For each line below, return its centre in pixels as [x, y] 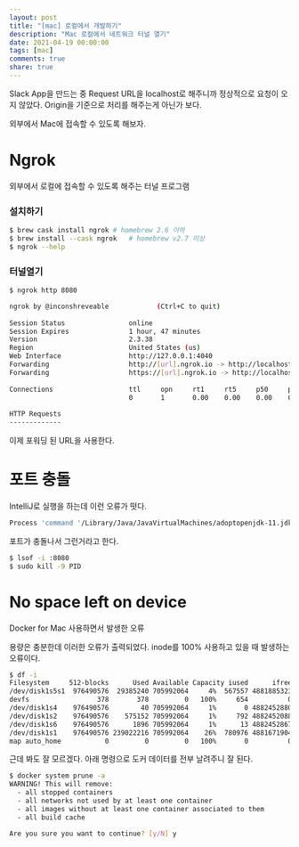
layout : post [33, 17]
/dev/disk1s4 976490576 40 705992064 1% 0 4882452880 [151, 708]
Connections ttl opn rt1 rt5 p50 [139, 389]
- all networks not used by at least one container [115, 801]
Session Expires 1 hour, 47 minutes [105, 331]
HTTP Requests [36, 414]
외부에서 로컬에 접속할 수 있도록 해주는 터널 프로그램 [99, 186]
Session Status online [81, 323]
